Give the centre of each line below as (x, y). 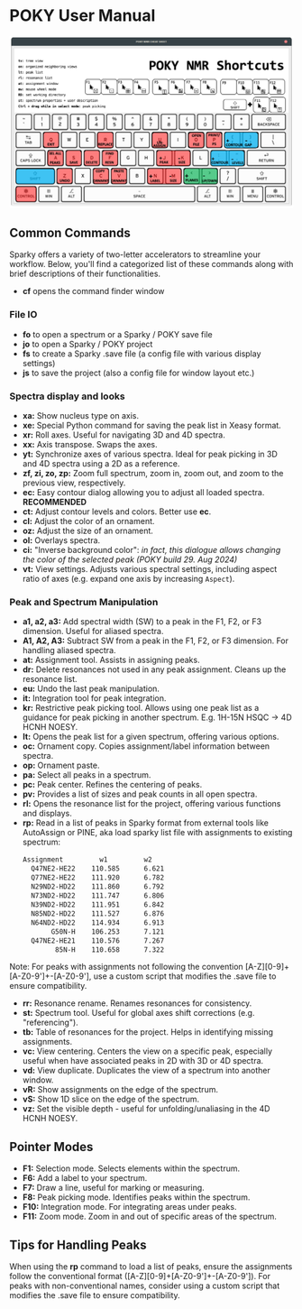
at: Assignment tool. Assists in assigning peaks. (111, 660)
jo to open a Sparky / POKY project (87, 344)
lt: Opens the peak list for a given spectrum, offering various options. (151, 737)
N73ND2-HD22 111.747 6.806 (98, 896)
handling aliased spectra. (69, 650)
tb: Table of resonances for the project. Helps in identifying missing (147, 1032)
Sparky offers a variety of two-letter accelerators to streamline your (135, 254)
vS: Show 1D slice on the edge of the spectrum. (111, 1099)
